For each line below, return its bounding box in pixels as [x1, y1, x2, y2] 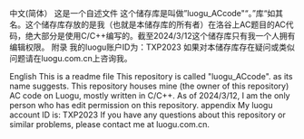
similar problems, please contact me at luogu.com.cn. [9, 119, 211, 129]
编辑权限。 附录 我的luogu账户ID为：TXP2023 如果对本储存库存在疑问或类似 [9, 42, 295, 52]
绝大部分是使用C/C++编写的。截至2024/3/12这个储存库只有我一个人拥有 [25, 31, 296, 41]
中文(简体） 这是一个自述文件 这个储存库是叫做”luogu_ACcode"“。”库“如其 [9, 8, 284, 18]
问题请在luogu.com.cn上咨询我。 [9, 53, 132, 63]
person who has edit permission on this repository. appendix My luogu [9, 100, 273, 110]
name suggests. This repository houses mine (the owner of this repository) [9, 80, 289, 91]
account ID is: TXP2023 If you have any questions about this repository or [9, 109, 286, 120]
